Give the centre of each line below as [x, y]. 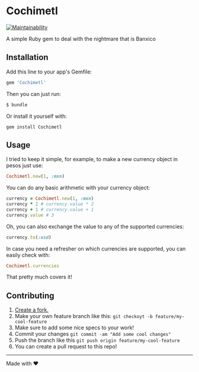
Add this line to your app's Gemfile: [49, 72]
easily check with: [28, 255]
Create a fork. [31, 310]
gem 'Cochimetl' [26, 82]
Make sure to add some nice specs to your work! [74, 328]
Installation [27, 57]
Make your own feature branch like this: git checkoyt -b [84, 316]
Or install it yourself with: [36, 116]
